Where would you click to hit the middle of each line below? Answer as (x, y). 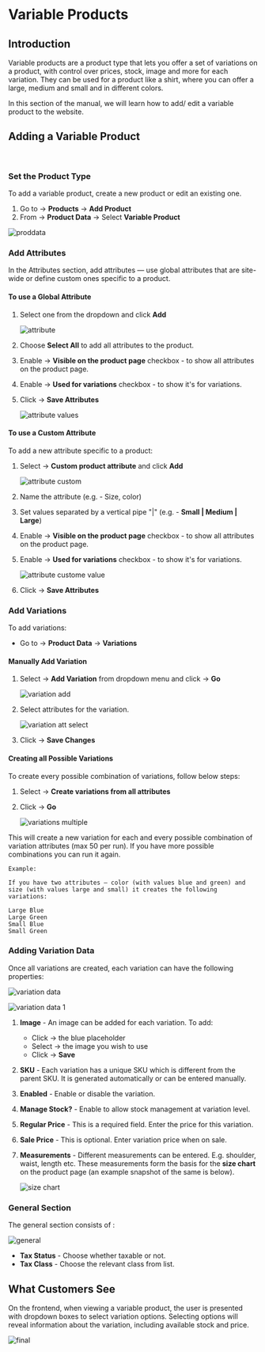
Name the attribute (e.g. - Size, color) (81, 496)
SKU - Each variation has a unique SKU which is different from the (127, 1069)
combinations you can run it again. (64, 854)
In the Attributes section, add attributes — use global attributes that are (124, 270)
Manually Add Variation (47, 661)
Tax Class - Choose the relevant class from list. (97, 1264)
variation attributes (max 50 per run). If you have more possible (111, 845)
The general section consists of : (62, 1225)
